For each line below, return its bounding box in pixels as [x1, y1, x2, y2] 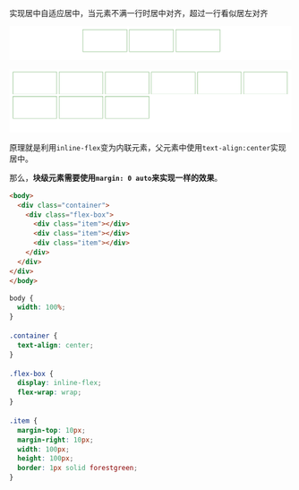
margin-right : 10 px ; [17, 435, 94, 444]
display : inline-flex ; [17, 379, 102, 388]
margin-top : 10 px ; [17, 426, 87, 434]
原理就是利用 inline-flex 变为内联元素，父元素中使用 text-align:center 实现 [9, 142, 286, 152]
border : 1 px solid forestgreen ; [17, 464, 139, 473]
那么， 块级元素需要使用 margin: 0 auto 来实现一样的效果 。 [9, 172, 223, 183]
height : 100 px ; [17, 454, 74, 463]
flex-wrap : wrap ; [17, 388, 82, 397]
